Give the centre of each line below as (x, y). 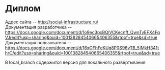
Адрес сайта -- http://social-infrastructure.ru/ (52, 22)
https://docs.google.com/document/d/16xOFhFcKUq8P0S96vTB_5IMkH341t (82, 48)
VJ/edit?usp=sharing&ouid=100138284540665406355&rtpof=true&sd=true (81, 37)
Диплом (23, 9)
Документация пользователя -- (38, 42)
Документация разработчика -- (39, 27)
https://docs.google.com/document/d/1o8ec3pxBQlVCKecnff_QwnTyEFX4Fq (82, 32)
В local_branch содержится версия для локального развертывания (75, 62)
